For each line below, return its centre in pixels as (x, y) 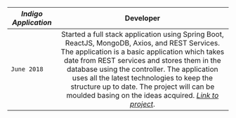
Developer (142, 18)
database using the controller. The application (143, 69)
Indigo (32, 14)
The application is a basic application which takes (143, 52)
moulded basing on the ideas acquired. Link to (143, 95)
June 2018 (27, 69)
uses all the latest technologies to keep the (142, 78)
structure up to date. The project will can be (143, 87)
